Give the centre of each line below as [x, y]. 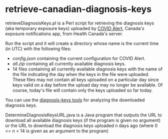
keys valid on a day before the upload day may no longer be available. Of [87, 85]
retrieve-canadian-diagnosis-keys [78, 9]
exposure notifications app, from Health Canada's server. [64, 33]
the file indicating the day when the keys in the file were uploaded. [81, 74]
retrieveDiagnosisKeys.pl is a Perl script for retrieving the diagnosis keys [80, 23]
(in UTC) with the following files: [38, 48]
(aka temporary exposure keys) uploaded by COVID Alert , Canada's [75, 28]
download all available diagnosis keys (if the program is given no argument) [83, 120]
